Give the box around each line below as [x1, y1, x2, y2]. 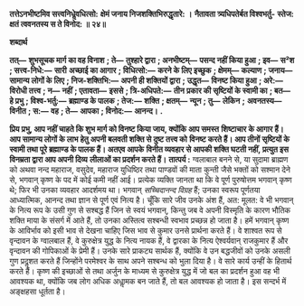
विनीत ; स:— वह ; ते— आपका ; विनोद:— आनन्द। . [9, 106, 163, 116]
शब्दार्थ [9, 37, 28, 47]
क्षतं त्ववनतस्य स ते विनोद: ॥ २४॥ [9, 19, 107, 29]
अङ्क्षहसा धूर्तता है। [9, 286, 66, 297]
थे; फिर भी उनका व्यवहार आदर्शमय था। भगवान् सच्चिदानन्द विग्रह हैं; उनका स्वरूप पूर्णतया [9, 185, 261, 195]
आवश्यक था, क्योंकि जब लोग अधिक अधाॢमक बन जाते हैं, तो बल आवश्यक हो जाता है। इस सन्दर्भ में [9, 276, 287, 286]
